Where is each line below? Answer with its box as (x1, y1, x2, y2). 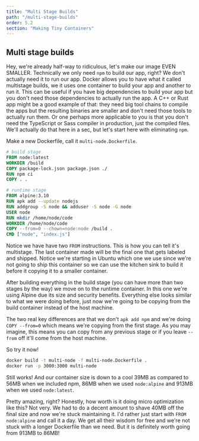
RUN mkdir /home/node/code (6, 215, 73, 221)
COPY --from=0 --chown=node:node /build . (6, 226, 113, 232)
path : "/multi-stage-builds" (6, 14, 78, 20)
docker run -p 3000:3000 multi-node (6, 363, 97, 369)
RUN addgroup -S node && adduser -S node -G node (6, 204, 132, 210)
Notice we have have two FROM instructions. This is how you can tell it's (6, 242, 179, 249)
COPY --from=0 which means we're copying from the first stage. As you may (6, 322, 191, 329)
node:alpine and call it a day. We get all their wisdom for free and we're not (6, 417, 190, 424)
